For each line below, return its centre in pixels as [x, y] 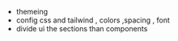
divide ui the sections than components [82, 29]
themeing [32, 12]
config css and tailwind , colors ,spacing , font [93, 20]
